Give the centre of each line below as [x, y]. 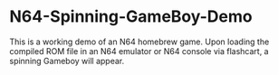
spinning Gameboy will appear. [67, 61]
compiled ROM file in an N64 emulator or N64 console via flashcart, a [139, 51]
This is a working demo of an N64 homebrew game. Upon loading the [139, 42]
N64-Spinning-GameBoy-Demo [131, 17]
